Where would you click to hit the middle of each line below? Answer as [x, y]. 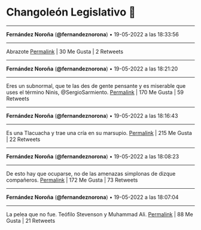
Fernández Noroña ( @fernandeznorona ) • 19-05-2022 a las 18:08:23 [93, 156]
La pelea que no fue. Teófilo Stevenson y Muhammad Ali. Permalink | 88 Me [100, 214]
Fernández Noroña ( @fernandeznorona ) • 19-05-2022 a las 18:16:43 [92, 115]
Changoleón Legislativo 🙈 [71, 12]
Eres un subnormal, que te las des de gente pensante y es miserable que [96, 85]
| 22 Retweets [23, 139]
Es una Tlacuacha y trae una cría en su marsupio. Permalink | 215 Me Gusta [99, 133]
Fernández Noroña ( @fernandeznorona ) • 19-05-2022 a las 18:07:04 [92, 197]
